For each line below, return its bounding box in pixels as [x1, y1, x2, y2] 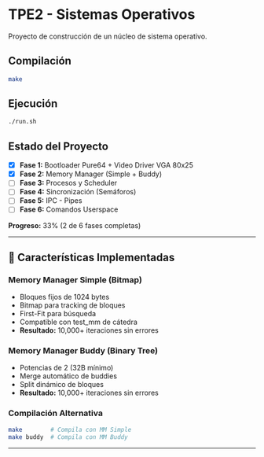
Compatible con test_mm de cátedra [19, 317, 137, 327]
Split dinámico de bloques [19, 380, 104, 389]
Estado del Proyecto [8, 139, 108, 153]
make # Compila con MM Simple [8, 426, 132, 433]
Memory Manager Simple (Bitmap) [8, 274, 143, 285]
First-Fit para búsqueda [19, 309, 97, 319]
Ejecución [8, 97, 58, 111]
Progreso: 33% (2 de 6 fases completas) [8, 220, 141, 230]
